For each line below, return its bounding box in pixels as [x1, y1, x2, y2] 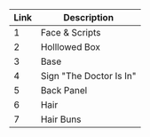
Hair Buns [40, 113, 82, 125]
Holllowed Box [40, 41, 100, 52]
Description [63, 12, 114, 23]
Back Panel [40, 85, 88, 96]
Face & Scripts [40, 27, 101, 38]
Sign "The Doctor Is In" [40, 70, 137, 82]
